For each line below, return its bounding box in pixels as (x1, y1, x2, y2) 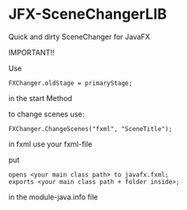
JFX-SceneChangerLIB (8, 5, 167, 24)
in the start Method (8, 93, 73, 103)
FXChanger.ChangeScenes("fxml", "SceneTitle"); (8, 125, 173, 133)
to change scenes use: (8, 109, 85, 119)
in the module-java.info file (8, 192, 98, 202)
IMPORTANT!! (8, 47, 55, 57)
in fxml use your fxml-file (8, 139, 93, 149)
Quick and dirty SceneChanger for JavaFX (8, 32, 150, 42)
